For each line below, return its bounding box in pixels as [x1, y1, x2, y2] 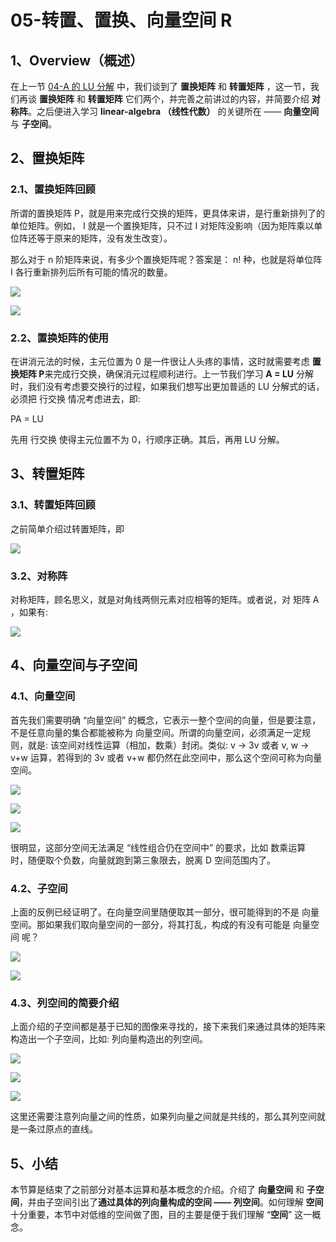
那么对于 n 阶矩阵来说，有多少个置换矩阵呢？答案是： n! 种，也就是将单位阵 [10, 253, 323, 265]
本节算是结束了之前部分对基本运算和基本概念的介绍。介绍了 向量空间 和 [10, 1184, 305, 1196]
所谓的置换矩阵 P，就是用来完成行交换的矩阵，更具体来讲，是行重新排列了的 [10, 207, 325, 219]
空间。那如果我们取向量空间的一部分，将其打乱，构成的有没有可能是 [10, 918, 291, 930]
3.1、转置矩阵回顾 [10, 498, 96, 512]
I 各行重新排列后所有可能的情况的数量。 [10, 266, 173, 278]
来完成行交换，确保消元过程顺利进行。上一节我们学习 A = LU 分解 [44, 367, 315, 380]
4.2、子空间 [10, 881, 68, 895]
